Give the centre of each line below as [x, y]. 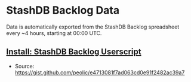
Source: [24, 66]
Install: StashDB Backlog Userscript [74, 52]
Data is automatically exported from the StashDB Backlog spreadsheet [93, 27]
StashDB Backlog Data [63, 10]
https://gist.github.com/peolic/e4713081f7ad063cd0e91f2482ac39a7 [100, 72]
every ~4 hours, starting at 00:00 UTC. [54, 33]
